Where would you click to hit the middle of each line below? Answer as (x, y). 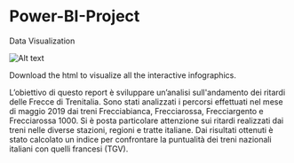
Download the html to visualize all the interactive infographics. (123, 75)
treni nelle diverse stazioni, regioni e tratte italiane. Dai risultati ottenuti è (141, 129)
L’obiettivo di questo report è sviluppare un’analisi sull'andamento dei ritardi (147, 92)
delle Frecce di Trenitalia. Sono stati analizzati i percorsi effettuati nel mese (146, 101)
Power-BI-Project (75, 16)
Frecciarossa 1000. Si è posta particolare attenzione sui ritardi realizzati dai (147, 120)
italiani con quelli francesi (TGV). (69, 149)
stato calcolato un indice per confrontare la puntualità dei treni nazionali (141, 139)
